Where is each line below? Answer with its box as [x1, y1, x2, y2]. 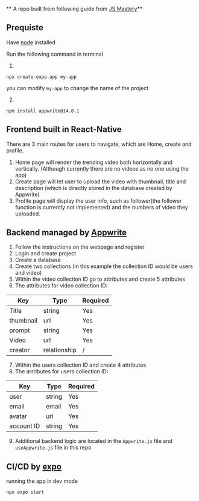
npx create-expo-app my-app [6, 74, 77, 80]
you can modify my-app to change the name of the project [6, 84, 149, 91]
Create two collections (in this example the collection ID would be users [14, 263, 193, 270]
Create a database [14, 257, 62, 264]
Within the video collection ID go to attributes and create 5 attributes [14, 275, 186, 283]
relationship [43, 346, 77, 355]
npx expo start [6, 490, 45, 496]
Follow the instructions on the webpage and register [14, 243, 145, 250]
